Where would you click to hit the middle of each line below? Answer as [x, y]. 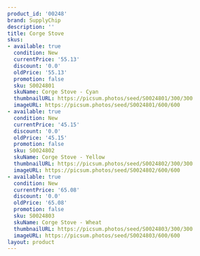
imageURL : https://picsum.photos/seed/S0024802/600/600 [97, 170]
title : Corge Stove [36, 33]
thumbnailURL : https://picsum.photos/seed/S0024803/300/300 [103, 229]
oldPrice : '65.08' [41, 203]
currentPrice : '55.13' [47, 60]
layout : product [31, 242]
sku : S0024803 [34, 216]
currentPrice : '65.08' [47, 190]
